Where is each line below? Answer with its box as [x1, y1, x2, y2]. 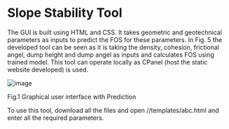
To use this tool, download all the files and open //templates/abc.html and [7, 106, 219, 114]
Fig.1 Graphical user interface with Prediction [7, 93, 137, 101]
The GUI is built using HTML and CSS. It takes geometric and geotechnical [7, 28, 223, 36]
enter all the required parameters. [7, 114, 104, 122]
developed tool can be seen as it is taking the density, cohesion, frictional [7, 43, 219, 51]
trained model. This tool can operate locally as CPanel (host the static [7, 57, 208, 66]
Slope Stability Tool [7, 5, 123, 21]
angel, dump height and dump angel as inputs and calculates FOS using [7, 50, 215, 59]
